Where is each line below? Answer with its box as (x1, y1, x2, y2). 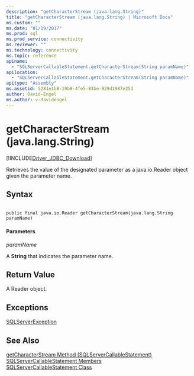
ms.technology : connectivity (6, 47, 78, 53)
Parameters (6, 227, 35, 234)
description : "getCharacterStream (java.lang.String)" (6, 8, 144, 15)
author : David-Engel (6, 91, 57, 97)
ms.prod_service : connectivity (6, 36, 83, 42)
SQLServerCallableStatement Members (6, 358, 102, 365)
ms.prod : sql (6, 31, 38, 37)
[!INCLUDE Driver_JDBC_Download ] (6, 155, 93, 162)
